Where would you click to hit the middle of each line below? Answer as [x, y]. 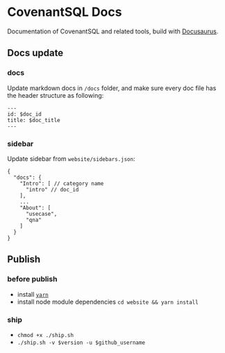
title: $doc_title [34, 120]
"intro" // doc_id [52, 189]
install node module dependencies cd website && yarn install [108, 302]
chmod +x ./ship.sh [45, 335]
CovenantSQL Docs [65, 12]
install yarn [33, 294]
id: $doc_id [24, 114]
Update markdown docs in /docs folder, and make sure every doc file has [112, 88]
